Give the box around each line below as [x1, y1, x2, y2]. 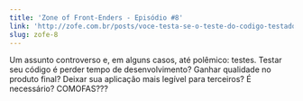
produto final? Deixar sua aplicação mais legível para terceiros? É [9, 74, 252, 85]
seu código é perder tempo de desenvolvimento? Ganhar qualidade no [9, 64, 272, 75]
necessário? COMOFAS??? [9, 83, 108, 95]
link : [9, 22, 30, 31]
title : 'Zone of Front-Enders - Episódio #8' [9, 13, 183, 23]
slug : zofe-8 [9, 30, 59, 39]
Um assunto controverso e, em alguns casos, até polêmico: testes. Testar [9, 55, 282, 66]
